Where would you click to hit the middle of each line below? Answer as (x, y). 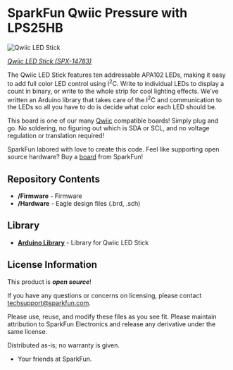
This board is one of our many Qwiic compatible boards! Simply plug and (113, 121)
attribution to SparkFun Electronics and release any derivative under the (112, 324)
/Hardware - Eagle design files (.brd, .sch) (79, 204)
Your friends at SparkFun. (55, 359)
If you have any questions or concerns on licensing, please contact (105, 295)
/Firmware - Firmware (50, 196)
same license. (27, 331)
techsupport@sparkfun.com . (49, 303)
